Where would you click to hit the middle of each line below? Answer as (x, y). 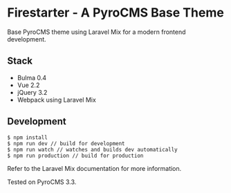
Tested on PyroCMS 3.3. (42, 182)
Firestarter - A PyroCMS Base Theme (116, 13)
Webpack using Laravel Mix (57, 100)
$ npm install (28, 137)
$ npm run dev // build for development (66, 143)
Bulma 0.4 (32, 77)
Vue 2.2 (28, 85)
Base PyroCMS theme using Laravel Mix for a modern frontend (96, 32)
